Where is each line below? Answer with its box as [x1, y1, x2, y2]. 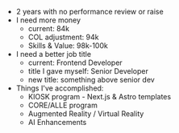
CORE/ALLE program [27, 100, 98, 110]
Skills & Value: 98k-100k [27, 41, 109, 50]
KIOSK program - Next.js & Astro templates [27, 92, 172, 101]
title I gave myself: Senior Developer [27, 66, 149, 75]
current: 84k [27, 24, 70, 33]
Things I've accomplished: [15, 83, 104, 93]
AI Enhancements [27, 118, 87, 127]
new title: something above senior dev [27, 75, 155, 84]
